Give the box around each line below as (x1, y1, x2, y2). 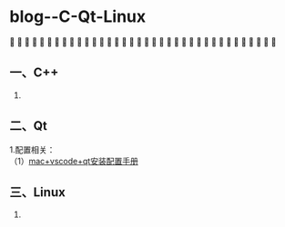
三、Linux (9, 184, 66, 200)
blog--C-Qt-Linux (9, 6, 147, 27)
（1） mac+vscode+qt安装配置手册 (9, 155, 138, 166)
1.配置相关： (9, 143, 56, 155)
